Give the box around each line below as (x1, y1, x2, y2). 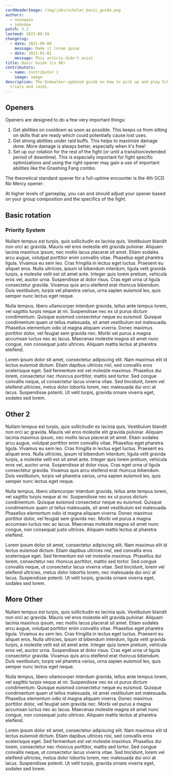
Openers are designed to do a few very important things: (5, 117, 126, 123)
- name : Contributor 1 (10, 70, 59, 75)
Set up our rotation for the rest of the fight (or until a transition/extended (12, 149, 166, 155)
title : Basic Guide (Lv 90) (5, 60, 66, 65)
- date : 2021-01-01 (10, 50, 52, 56)
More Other (5, 595, 43, 604)
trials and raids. (10, 84, 50, 89)
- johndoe (10, 22, 31, 27)
